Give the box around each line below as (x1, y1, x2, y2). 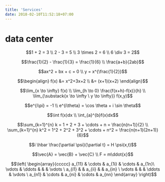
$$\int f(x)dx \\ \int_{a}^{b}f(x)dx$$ (47, 112, 119, 118)
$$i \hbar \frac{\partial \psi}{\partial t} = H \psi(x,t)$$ (29, 142, 137, 148)
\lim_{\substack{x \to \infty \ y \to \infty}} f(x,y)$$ (33, 93, 133, 99)
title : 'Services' (5, 7, 43, 12)
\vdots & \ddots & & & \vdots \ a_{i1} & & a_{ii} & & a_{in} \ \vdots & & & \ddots (5, 166, 160, 172)
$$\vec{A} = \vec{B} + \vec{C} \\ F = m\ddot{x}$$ (32, 151, 134, 157)
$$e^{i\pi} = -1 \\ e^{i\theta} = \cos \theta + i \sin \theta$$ (24, 102, 141, 109)
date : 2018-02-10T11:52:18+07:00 (5, 12, 74, 17)
